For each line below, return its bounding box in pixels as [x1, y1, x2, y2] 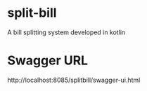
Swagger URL [7, 52, 89, 69]
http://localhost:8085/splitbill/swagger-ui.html [7, 76, 141, 84]
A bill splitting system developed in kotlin [7, 28, 126, 36]
